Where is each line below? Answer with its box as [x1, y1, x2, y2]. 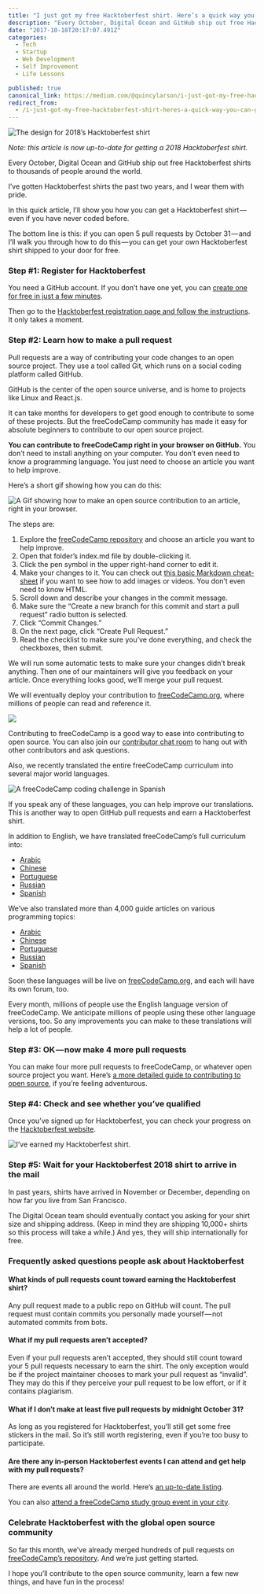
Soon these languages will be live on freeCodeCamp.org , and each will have [8, 976, 255, 985]
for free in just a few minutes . [8, 292, 104, 301]
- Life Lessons [15, 70, 65, 78]
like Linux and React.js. [8, 392, 82, 402]
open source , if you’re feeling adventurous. [8, 1079, 148, 1088]
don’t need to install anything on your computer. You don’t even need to [8, 448, 240, 458]
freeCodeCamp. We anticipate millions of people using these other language [8, 1007, 256, 1017]
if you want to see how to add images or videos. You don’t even [39, 576, 246, 586]
